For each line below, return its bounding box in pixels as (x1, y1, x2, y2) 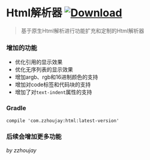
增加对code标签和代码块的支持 (14, 81, 91, 88)
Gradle (6, 104, 26, 112)
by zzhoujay (6, 146, 37, 154)
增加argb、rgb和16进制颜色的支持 (14, 73, 98, 81)
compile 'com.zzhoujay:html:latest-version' (6, 117, 119, 124)
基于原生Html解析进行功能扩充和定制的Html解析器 (20, 27, 145, 34)
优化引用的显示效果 (14, 58, 63, 66)
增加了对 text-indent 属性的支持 (14, 88, 92, 96)
